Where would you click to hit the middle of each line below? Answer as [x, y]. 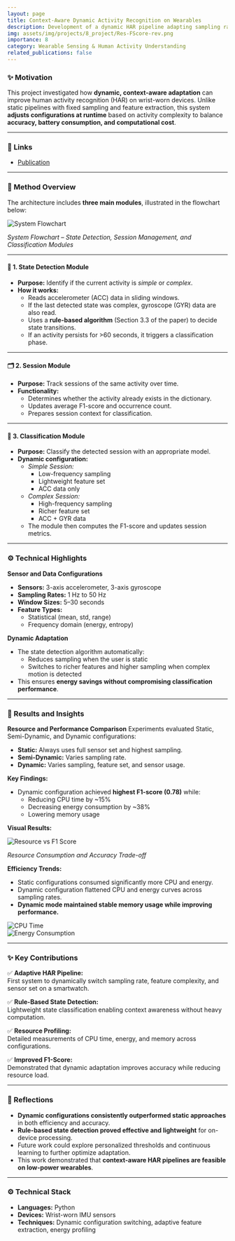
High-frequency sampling [75, 504]
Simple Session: [51, 466]
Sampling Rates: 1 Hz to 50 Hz [62, 595]
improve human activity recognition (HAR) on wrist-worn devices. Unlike [111, 100]
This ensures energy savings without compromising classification [115, 681]
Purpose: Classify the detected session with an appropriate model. [114, 452]
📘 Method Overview [42, 187]
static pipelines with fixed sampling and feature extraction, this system [109, 108]
